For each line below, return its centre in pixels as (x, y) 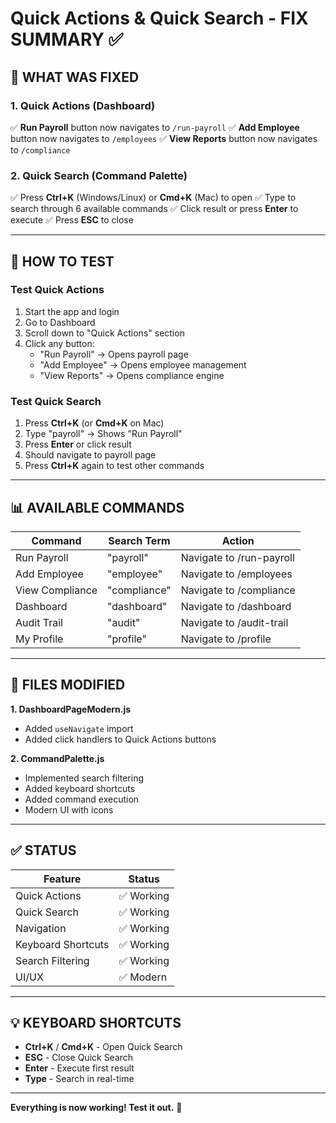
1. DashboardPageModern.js (71, 709)
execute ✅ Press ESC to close (72, 220)
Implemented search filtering (84, 778)
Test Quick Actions (57, 290)
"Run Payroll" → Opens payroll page (114, 354)
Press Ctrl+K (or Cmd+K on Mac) (94, 423)
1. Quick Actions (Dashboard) (83, 105)
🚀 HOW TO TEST (62, 261)
